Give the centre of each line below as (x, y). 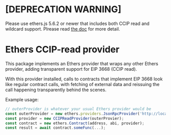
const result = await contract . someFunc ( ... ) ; (55, 128)
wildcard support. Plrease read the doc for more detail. (63, 29)
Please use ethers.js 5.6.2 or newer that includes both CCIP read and (77, 23)
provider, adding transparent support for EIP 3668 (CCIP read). (71, 69)
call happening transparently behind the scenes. (56, 90)
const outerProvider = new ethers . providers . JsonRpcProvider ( (73, 114)
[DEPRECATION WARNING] (63, 9)
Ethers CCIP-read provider (62, 50)
